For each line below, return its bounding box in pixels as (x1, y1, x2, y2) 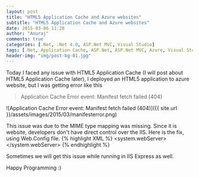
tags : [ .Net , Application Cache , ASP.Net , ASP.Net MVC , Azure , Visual (6, 47, 184, 53)
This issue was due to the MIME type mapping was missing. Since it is (6, 122, 177, 129)
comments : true (6, 36, 44, 42)
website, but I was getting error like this (6, 81, 102, 89)
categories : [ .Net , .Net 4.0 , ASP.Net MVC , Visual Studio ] (6, 42, 155, 48)
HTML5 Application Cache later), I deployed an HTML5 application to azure (6, 75, 190, 82)
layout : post (6, 8, 38, 15)
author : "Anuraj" (6, 31, 49, 37)
